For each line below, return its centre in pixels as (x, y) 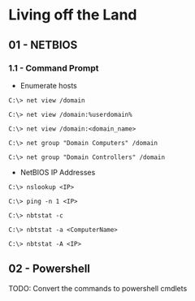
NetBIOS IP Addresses (58, 172)
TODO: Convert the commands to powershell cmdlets (98, 288)
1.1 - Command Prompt (54, 68)
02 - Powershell (50, 269)
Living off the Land (73, 15)
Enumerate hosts (48, 85)
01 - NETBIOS (43, 45)
